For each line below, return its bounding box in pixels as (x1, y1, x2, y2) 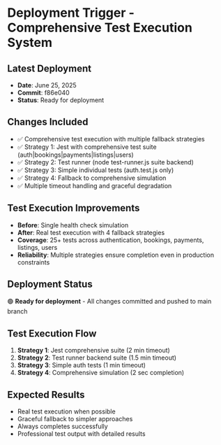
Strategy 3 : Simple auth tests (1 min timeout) (17, 361, 146, 369)
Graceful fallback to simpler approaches (17, 415, 133, 423)
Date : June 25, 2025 (17, 81, 77, 89)
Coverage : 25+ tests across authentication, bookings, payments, (17, 236, 204, 244)
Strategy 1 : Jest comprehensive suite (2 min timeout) (17, 346, 171, 355)
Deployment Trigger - (7, 5, 135, 21)
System (7, 35, 53, 50)
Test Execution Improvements (7, 202, 140, 214)
